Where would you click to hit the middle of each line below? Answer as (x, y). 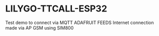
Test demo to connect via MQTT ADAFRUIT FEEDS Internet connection (80, 22)
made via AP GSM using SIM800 (39, 27)
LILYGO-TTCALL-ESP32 (56, 9)
